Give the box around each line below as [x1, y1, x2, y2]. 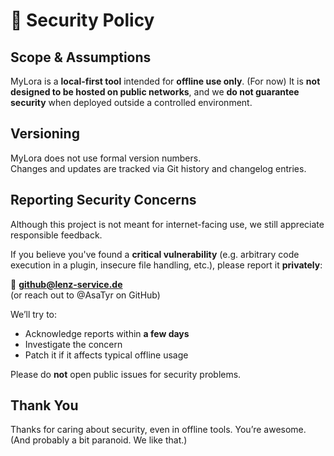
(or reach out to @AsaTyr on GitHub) [10, 289, 161, 301]
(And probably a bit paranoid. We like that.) [10, 434, 188, 446]
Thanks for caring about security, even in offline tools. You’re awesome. [10, 424, 307, 436]
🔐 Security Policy [10, 9, 155, 32]
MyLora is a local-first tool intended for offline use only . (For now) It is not [10, 75, 321, 87]
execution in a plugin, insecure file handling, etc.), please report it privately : [10, 259, 323, 271]
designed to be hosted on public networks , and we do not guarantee [10, 86, 300, 98]
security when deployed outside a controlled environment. [10, 97, 253, 108]
